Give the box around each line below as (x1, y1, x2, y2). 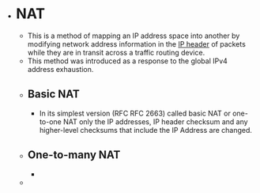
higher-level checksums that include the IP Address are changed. (39, 125, 253, 134)
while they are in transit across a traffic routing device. (27, 47, 205, 57)
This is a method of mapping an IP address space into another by (27, 31, 240, 40)
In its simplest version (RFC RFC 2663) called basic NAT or (39, 108, 231, 118)
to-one (39, 116, 62, 127)
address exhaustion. (27, 64, 94, 74)
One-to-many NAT (27, 148, 121, 162)
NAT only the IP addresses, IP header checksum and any (62, 116, 248, 127)
